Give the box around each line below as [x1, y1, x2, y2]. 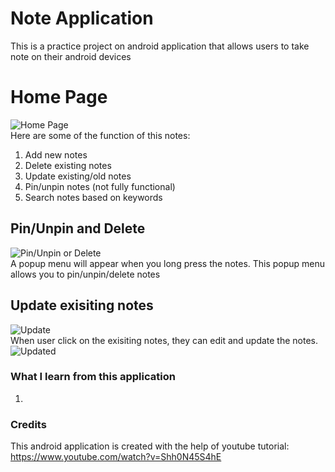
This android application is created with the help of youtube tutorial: [10, 440, 290, 452]
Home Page [10, 86, 108, 109]
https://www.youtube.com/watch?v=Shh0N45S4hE [10, 451, 222, 463]
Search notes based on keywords [24, 191, 163, 203]
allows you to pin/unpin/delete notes [10, 268, 161, 280]
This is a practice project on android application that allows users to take [10, 40, 310, 52]
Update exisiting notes [10, 297, 154, 314]
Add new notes [24, 148, 88, 161]
